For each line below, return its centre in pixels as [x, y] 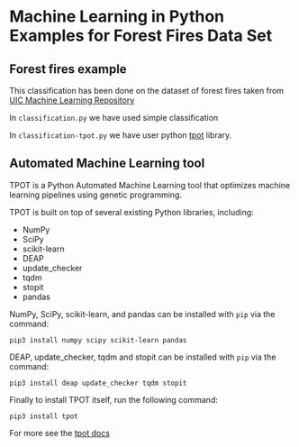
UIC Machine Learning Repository [72, 100]
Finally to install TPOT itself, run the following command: [113, 399]
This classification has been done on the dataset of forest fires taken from [147, 91]
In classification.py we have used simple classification [114, 118]
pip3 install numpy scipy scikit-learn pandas [98, 340]
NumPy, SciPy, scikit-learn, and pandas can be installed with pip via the [142, 314]
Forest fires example [68, 69]
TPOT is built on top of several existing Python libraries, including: [131, 212]
